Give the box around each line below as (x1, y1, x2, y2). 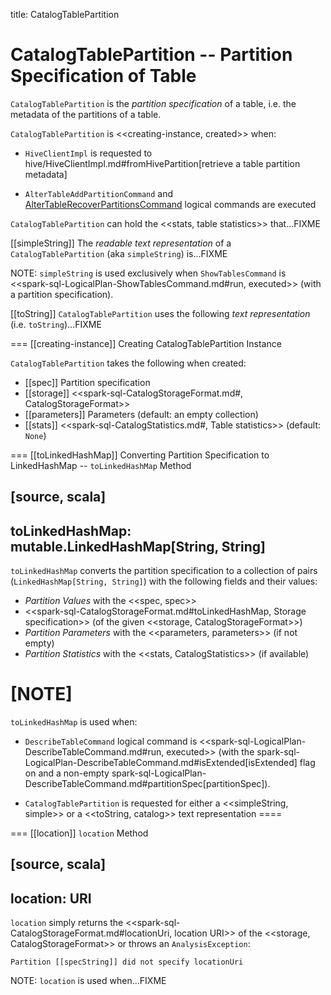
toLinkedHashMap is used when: (10, 716, 138, 728)
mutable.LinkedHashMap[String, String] (10, 538, 266, 555)
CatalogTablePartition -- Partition (10, 44, 293, 66)
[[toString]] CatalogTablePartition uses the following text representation (10, 307, 311, 319)
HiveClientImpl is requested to (24, 147, 153, 159)
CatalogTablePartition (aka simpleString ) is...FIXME (10, 247, 228, 259)
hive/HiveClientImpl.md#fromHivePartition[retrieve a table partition (24, 157, 301, 169)
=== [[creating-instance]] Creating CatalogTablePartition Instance (10, 337, 282, 349)
